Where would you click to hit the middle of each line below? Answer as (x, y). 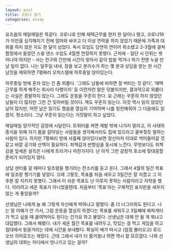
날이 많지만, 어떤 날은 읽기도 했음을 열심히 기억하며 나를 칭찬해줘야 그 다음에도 (82, 109)
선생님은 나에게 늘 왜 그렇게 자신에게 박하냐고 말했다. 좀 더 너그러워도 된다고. (81, 204)
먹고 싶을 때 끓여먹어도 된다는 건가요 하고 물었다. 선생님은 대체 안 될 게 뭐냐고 (87, 217)
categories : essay (25, 19)
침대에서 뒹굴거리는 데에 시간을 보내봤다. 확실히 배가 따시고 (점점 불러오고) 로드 (83, 230)
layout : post (19, 10)
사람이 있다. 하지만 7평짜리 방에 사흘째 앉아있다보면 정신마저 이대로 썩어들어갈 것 (85, 138)
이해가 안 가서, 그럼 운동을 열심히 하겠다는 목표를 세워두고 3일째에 (81, 210)
